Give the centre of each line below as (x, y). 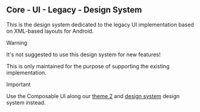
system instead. (26, 102)
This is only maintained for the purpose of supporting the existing (88, 66)
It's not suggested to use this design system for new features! (83, 54)
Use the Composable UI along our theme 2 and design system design (93, 96)
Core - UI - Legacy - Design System (74, 10)
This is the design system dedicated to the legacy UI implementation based (100, 24)
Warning (17, 42)
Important (18, 84)
